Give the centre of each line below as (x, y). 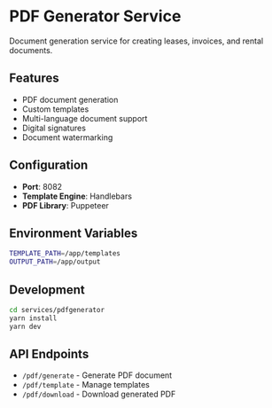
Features (34, 78)
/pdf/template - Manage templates (86, 385)
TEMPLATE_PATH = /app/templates (65, 254)
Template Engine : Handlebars (77, 196)
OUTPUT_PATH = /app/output (55, 262)
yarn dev (25, 326)
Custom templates (55, 109)
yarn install (33, 318)
